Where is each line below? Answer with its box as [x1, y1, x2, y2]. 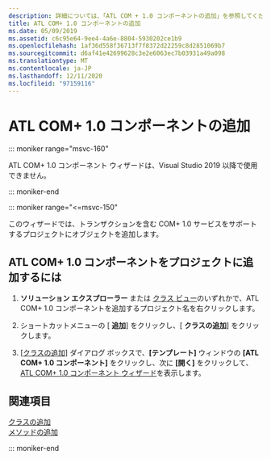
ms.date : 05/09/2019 [8, 27, 78, 35]
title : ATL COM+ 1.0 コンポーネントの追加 [8, 19, 141, 27]
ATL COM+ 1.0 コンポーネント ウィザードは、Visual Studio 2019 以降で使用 [8, 161, 258, 171]
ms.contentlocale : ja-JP [8, 65, 92, 73]
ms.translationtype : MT [8, 57, 89, 65]
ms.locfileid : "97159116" [8, 79, 95, 87]
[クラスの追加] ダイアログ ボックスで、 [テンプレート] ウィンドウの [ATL [19, 348, 260, 358]
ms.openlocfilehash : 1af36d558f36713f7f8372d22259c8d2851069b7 [8, 42, 226, 50]
